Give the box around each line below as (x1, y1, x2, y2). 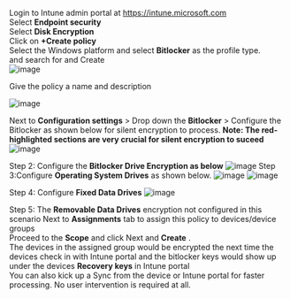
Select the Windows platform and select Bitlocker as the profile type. (9, 45, 261, 56)
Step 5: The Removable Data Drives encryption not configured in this (9, 204, 263, 215)
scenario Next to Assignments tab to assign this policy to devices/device (9, 214, 277, 224)
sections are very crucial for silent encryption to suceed (53, 134, 264, 144)
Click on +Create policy (9, 35, 97, 46)
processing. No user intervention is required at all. (9, 280, 192, 290)
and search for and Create (9, 55, 105, 65)
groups (9, 223, 35, 234)
